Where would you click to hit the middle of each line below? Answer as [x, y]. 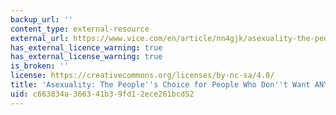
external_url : [40, 38]
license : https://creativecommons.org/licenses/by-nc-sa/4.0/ [142, 76]
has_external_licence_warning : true [86, 47]
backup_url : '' [42, 19]
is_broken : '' [40, 66]
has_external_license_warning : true [86, 57]
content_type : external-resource [80, 29]
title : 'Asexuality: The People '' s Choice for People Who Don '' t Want [160, 85]
